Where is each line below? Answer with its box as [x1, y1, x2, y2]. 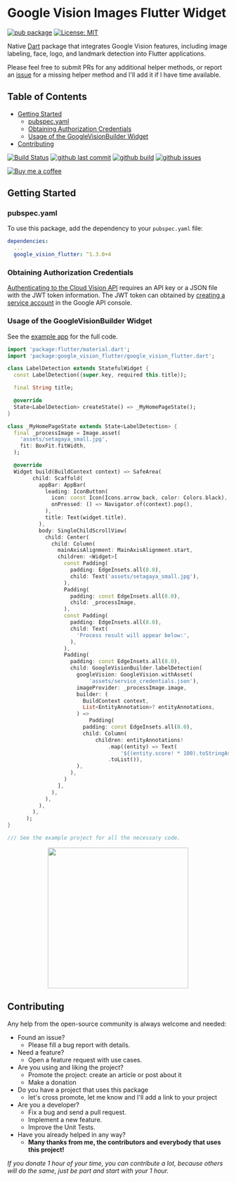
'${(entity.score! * [120, 750, 181, 757]
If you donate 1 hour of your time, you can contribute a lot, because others [7, 1159, 223, 1167]
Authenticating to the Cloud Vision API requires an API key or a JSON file [7, 284, 218, 292]
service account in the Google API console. [7, 298, 132, 307]
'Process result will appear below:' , [76, 631, 190, 639]
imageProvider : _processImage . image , [76, 684, 188, 691]
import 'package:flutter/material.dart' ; [7, 346, 131, 353]
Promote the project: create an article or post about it [27, 1070, 182, 1079]
